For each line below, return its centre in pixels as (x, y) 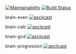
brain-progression (24, 46)
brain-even (16, 17)
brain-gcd (15, 36)
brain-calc (16, 27)
